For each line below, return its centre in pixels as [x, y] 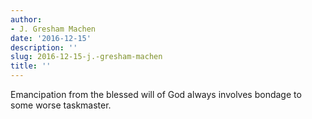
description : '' [44, 47]
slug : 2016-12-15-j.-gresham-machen [86, 57]
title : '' [31, 66]
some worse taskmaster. [61, 105]
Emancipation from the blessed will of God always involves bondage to [156, 94]
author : [26, 19]
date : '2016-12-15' [51, 38]
